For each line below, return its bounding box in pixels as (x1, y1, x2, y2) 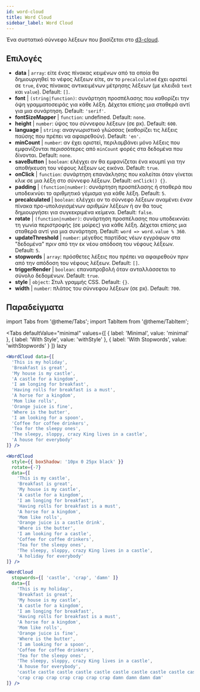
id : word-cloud (6, 8, 44, 15)
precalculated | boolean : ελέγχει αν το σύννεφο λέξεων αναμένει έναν (14, 196, 193, 203)
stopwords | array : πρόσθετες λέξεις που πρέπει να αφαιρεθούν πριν (14, 253, 189, 260)
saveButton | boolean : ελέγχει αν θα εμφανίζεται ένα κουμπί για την (14, 158, 186, 165)
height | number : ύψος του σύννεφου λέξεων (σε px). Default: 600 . (14, 120, 177, 127)
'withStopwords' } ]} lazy (6, 342, 67, 349)
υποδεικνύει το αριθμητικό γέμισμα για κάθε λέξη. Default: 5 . (14, 190, 167, 197)
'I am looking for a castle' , (17, 531, 92, 537)
